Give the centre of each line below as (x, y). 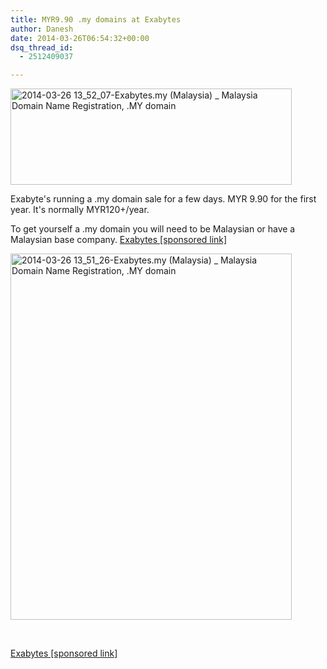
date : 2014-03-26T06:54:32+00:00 (80, 38)
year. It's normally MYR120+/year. (80, 210)
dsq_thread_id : (42, 47)
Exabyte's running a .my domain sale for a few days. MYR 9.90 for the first (163, 199)
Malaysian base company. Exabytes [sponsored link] (119, 240)
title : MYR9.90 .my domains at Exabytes (96, 19)
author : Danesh (42, 29)
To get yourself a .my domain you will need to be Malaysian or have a (153, 229)
